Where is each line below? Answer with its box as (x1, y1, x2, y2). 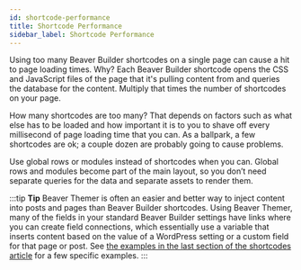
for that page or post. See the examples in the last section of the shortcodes (9, 240, 292, 252)
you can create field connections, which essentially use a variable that (9, 221, 270, 232)
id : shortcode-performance (9, 13, 111, 22)
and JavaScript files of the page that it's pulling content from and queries (9, 74, 280, 85)
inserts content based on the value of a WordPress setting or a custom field (9, 231, 289, 242)
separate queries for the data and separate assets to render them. (9, 175, 253, 186)
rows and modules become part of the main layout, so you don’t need (9, 166, 267, 176)
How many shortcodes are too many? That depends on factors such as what (9, 110, 293, 121)
